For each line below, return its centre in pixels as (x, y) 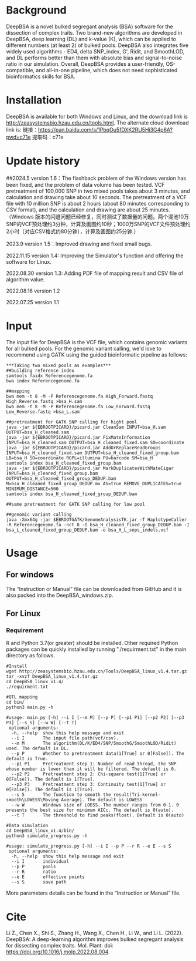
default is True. (27, 759)
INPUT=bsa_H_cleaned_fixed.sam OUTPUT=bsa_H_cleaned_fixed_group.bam (93, 453)
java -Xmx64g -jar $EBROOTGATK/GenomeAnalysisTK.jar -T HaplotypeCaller (97, 520)
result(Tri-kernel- (137, 795)
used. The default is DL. (37, 749)
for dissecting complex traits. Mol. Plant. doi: (60, 946)
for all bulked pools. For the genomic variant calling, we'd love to (84, 348)
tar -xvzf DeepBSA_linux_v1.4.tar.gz (52, 677)
